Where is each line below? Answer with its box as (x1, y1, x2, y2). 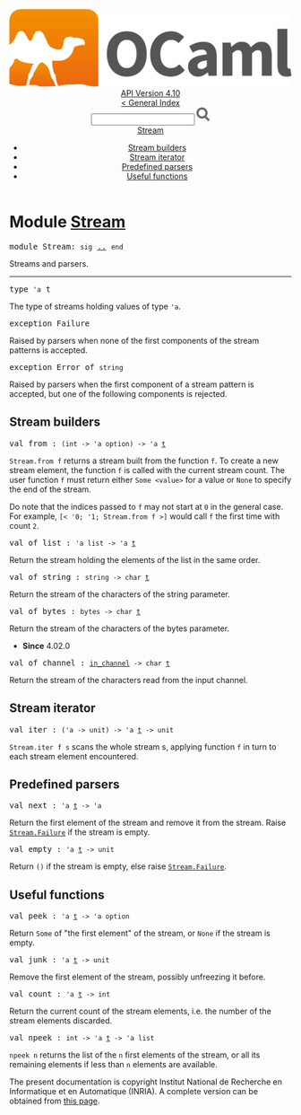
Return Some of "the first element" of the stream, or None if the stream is (9, 928, 271, 939)
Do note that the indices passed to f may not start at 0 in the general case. (9, 501, 284, 512)
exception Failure (9, 319, 90, 329)
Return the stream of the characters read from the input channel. (9, 674, 248, 685)
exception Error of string (9, 363, 124, 373)
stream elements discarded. (9, 1015, 113, 1026)
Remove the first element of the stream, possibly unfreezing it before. (9, 971, 266, 982)
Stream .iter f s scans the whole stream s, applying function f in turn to (9, 741, 277, 752)
